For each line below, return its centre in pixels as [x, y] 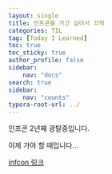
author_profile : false [46, 61]
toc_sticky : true [37, 53]
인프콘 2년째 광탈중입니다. [49, 129]
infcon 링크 [26, 162]
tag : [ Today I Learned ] [48, 38]
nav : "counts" [46, 97]
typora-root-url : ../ [44, 105]
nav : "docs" [42, 75]
